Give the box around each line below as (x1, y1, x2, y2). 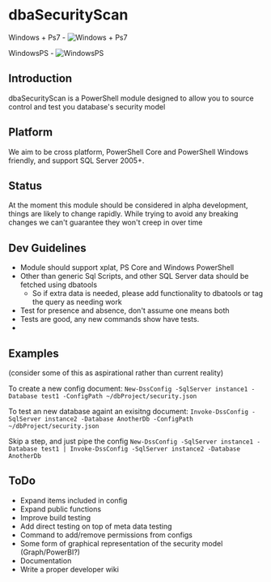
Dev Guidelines (8, 241, 87, 255)
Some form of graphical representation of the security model (19, 538, 223, 548)
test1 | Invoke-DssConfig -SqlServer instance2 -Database (40, 445, 241, 453)
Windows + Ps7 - (8, 32, 66, 42)
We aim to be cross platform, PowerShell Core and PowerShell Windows (8, 147, 249, 156)
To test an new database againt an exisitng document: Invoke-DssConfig (8, 407, 249, 416)
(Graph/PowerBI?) (19, 547, 81, 557)
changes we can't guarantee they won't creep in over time (8, 217, 203, 228)
